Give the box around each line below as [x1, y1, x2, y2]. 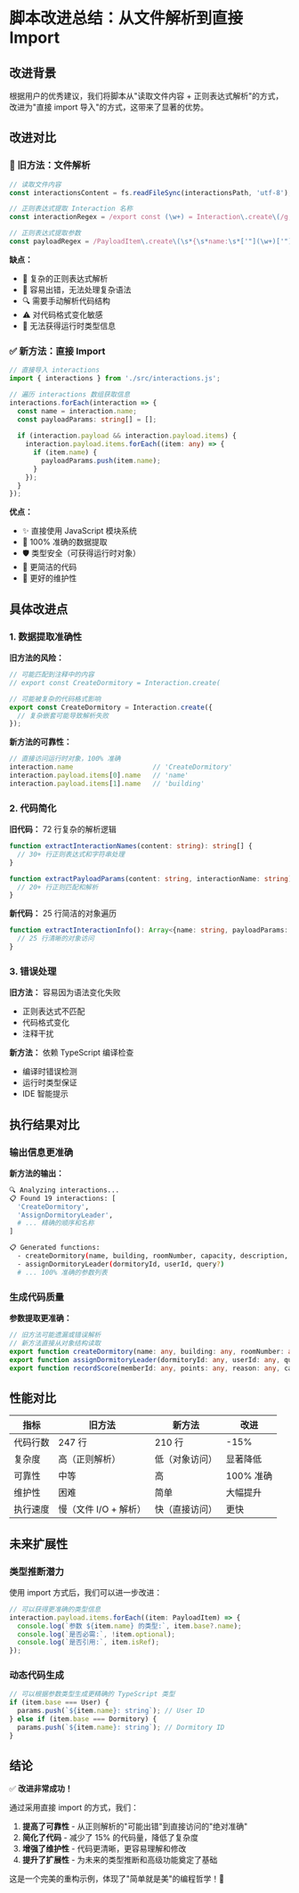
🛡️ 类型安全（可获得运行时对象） [21, 548, 141, 559]
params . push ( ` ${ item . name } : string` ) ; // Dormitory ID [17, 1723, 225, 1732]
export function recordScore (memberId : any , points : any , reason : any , [9, 1364, 281, 1373]
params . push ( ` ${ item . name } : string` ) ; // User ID [17, 1707, 205, 1716]
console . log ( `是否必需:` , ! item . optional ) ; [17, 1629, 176, 1639]
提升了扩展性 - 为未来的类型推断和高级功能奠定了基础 [21, 1855, 218, 1865]
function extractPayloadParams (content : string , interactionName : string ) [9, 874, 293, 883]
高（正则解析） [58, 1453, 122, 1465]
